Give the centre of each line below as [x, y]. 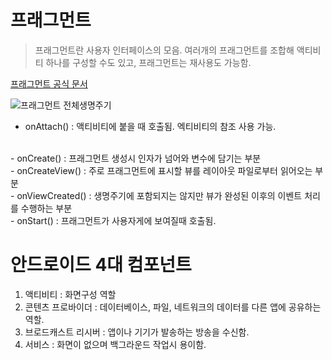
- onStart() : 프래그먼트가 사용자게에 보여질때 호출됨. [113, 220]
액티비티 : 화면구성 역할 [70, 294]
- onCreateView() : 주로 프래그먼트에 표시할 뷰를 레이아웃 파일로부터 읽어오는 [161, 170]
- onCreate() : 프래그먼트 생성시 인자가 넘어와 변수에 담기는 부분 [136, 158]
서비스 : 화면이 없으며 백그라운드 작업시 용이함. [115, 344]
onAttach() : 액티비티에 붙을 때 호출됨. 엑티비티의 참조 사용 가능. [150, 126]
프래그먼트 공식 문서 [49, 83]
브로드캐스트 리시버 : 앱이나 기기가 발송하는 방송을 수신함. [137, 332]
